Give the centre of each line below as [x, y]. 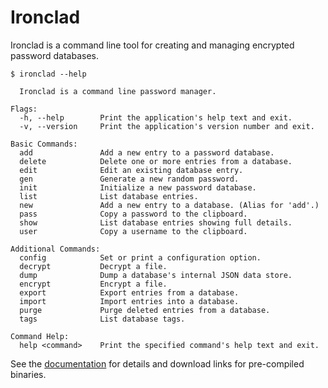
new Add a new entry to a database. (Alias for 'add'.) [169, 205]
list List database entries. [109, 196]
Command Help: [40, 336]
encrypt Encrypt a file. [93, 284]
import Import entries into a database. [129, 301]
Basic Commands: [44, 144]
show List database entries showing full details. [156, 222]
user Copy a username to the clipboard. [133, 231]
